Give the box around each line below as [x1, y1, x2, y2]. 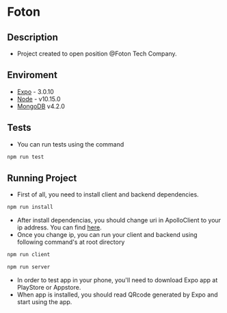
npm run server [7, 264, 51, 271]
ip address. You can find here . [16, 223, 102, 231]
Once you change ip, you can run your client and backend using [16, 231, 198, 239]
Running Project [7, 172, 77, 184]
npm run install [7, 203, 53, 211]
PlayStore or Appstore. [16, 283, 81, 291]
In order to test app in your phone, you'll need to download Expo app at [16, 275, 218, 284]
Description [7, 32, 58, 43]
